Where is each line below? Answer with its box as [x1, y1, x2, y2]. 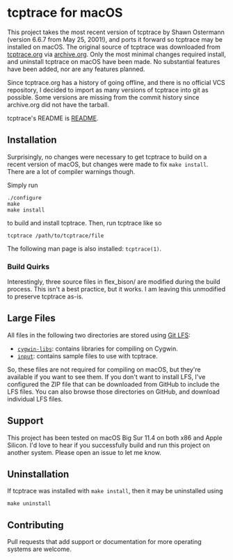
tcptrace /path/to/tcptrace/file [7, 232, 104, 239]
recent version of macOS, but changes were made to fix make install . [7, 160, 209, 168]
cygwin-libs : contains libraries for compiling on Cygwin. [17, 344, 179, 353]
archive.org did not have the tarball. [7, 100, 109, 109]
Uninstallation [7, 468, 70, 481]
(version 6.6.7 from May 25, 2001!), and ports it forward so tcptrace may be [7, 35, 223, 43]
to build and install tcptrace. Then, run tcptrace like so [7, 218, 162, 227]
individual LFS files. [7, 394, 63, 403]
